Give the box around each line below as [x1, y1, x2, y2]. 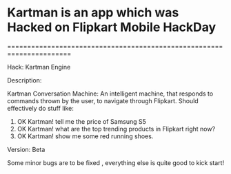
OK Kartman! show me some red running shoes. [17, 132, 154, 140]
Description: [7, 76, 42, 84]
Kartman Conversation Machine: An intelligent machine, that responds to [7, 89, 214, 98]
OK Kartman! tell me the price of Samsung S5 [17, 117, 147, 125]
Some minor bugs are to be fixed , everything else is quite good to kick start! [7, 158, 225, 166]
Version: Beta [7, 145, 46, 153]
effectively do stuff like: [7, 104, 74, 112]
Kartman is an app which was [7, 5, 179, 21]
